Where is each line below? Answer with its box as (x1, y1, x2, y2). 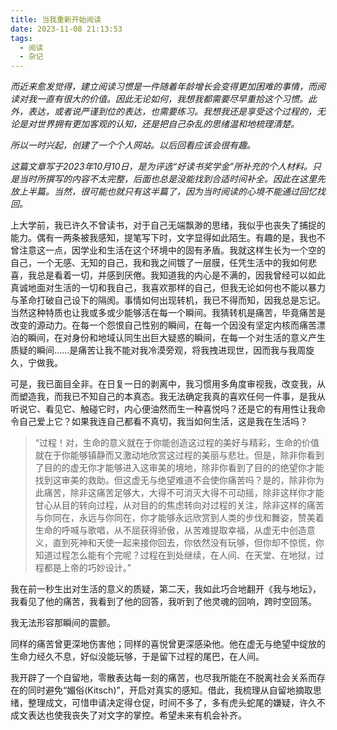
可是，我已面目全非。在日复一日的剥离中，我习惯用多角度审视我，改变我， (10, 378, 317, 390)
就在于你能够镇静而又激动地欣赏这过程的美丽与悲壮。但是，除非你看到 (34, 449, 325, 461)
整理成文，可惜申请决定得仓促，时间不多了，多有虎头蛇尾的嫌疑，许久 (27, 697, 317, 709)
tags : (10, 33, 33, 43)
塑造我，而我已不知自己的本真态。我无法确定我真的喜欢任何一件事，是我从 (18, 391, 326, 403)
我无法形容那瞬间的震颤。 (10, 617, 116, 629)
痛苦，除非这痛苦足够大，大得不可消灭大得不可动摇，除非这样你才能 (43, 487, 325, 499)
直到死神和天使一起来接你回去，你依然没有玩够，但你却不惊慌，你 (52, 537, 325, 549)
